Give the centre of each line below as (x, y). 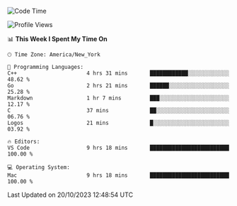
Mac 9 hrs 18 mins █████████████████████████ (118, 175)
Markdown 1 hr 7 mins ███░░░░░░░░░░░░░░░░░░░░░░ (118, 98)
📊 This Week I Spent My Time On (57, 39)
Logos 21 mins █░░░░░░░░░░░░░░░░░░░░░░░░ (118, 123)
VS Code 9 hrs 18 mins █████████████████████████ (118, 148)
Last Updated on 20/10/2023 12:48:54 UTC (70, 195)
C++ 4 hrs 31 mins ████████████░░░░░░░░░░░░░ (118, 73)
